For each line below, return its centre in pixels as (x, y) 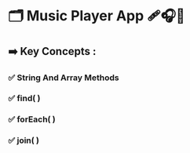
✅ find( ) (24, 98)
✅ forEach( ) (32, 119)
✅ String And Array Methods (64, 78)
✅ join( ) (24, 140)
